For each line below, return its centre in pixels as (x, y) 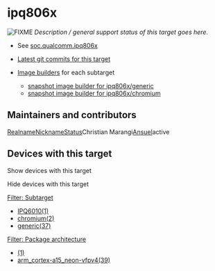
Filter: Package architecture (47, 239)
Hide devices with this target (48, 184)
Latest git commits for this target (64, 59)
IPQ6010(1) (33, 211)
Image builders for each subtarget (66, 72)
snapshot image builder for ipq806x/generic (91, 85)
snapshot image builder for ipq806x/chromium (94, 93)
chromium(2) (36, 218)
